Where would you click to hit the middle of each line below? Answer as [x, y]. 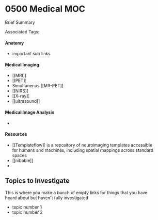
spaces [19, 155]
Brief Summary [20, 22]
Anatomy [15, 43]
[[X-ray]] [21, 96]
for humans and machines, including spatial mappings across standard [83, 150]
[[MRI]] [19, 76]
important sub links [31, 54]
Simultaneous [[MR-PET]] [38, 86]
